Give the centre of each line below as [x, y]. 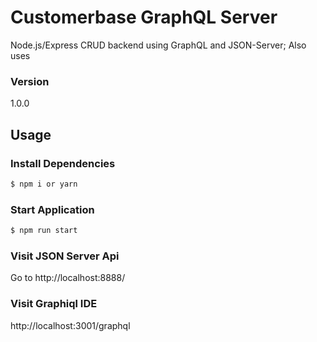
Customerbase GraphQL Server [144, 17]
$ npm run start [44, 231]
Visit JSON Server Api [65, 256]
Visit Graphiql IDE [54, 304]
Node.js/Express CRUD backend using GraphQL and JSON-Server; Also [158, 45]
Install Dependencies [63, 163]
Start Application [52, 209]
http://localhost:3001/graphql [70, 325]
